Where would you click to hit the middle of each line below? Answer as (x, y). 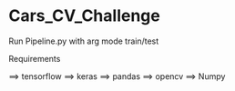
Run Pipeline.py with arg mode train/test (84, 41)
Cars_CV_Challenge (84, 16)
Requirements (35, 58)
